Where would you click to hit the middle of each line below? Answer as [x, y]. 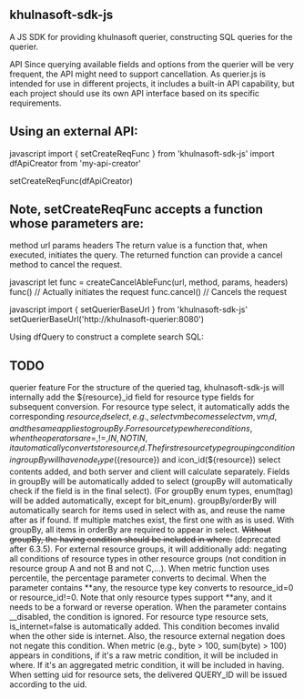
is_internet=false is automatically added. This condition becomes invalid [145, 626]
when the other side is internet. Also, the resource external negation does [147, 635]
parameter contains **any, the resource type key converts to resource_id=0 [152, 587]
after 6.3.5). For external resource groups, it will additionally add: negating [148, 549]
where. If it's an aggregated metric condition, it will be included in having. [147, 664]
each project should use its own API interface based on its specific [134, 93]
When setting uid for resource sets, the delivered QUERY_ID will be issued [148, 674]
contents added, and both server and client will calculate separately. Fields [150, 471]
